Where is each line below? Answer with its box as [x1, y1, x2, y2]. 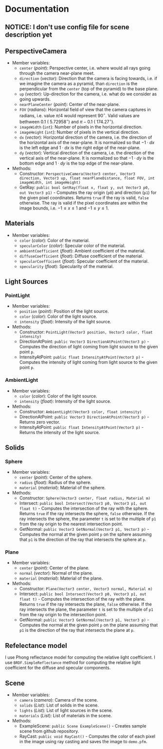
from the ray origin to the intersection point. [19, 612, 107, 618]
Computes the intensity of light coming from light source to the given [19, 359, 158, 365]
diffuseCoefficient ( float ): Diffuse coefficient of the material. [19, 253, 144, 259]
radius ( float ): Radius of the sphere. [19, 479, 91, 485]
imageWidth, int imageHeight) [19, 180, 81, 185]
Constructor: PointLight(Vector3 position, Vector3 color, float [19, 329, 153, 335]
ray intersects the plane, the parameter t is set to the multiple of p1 [19, 606, 153, 612]
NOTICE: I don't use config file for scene [5, 23, 130, 31]
